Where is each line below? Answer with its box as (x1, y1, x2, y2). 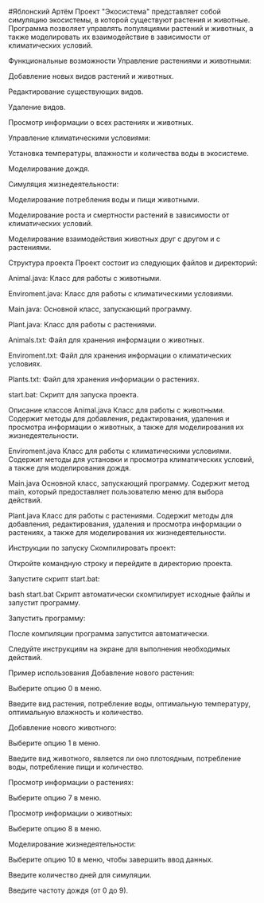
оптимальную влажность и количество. (8, 708, 144, 717)
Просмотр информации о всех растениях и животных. (8, 118, 194, 127)
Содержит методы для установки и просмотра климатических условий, (8, 455, 254, 464)
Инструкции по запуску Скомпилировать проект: (8, 543, 177, 553)
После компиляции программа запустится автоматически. (8, 629, 209, 638)
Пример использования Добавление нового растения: (8, 668, 195, 678)
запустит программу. (8, 598, 81, 608)
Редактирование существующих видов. (8, 87, 144, 96)
